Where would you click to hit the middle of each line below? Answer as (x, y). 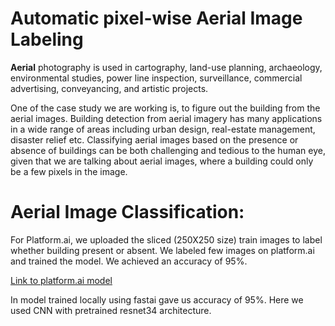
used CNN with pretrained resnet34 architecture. (111, 310)
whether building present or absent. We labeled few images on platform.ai (162, 250)
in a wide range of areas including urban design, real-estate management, (163, 129)
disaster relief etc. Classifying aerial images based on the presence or (154, 139)
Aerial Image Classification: (127, 212)
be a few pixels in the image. (69, 171)
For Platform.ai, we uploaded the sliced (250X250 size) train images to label (166, 239)
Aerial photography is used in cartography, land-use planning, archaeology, (166, 67)
